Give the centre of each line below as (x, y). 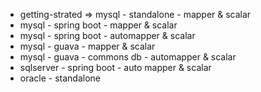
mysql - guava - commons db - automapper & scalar (128, 57)
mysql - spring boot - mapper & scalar (98, 25)
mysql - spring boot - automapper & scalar (107, 35)
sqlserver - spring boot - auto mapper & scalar (115, 67)
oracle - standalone (60, 78)
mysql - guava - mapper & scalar (87, 46)
